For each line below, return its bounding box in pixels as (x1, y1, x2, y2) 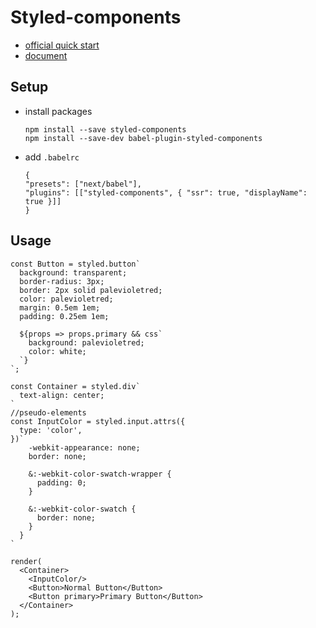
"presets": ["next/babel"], (24, 179, 142, 189)
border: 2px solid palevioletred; (19, 285, 163, 295)
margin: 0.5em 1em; (19, 302, 101, 313)
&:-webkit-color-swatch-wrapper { (28, 469, 172, 479)
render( (10, 556, 43, 566)
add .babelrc (24, 151, 80, 163)
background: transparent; (19, 267, 128, 278)
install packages (24, 105, 93, 117)
